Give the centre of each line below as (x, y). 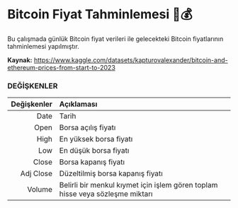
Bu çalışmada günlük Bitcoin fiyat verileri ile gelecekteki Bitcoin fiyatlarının (115, 39)
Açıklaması (78, 104)
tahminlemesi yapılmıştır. (43, 46)
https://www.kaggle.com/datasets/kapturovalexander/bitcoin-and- (131, 60)
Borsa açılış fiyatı (87, 127)
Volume (40, 190)
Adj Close (36, 173)
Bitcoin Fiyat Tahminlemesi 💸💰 (100, 15)
